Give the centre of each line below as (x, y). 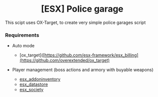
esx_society (32, 90)
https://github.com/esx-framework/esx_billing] (91, 55)
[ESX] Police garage (82, 9)
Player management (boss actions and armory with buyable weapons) (83, 70)
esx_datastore (34, 84)
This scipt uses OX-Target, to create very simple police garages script (75, 22)
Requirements (22, 35)
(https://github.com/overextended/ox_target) (65, 60)
